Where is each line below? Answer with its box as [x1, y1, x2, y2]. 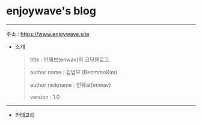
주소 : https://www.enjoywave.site [6, 30, 90, 37]
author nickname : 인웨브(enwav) [29, 81, 111, 88]
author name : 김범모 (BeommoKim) [29, 68, 118, 75]
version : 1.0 [29, 93, 60, 100]
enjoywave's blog [6, 4, 96, 18]
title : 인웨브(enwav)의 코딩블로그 [29, 56, 109, 63]
